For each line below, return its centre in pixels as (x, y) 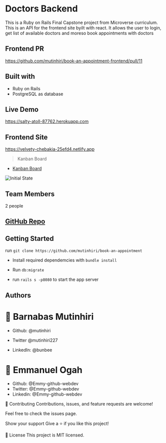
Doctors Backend (41, 9)
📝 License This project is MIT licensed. (45, 435)
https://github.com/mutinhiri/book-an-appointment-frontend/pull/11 (74, 61)
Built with (20, 77)
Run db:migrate (28, 270)
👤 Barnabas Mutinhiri (49, 317)
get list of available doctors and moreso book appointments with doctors (80, 33)
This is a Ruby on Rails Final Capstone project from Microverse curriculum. (82, 22)
